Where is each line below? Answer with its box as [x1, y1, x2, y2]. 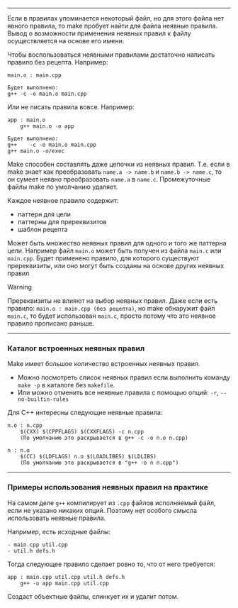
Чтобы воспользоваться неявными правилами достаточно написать [7, 50, 215, 59]
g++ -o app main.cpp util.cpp [20, 580, 110, 587]
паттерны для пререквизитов [17, 218, 107, 226]
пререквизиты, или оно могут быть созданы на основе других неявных [7, 262, 225, 270]
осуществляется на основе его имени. [7, 37, 125, 45]
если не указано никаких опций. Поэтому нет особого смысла [7, 506, 197, 514]
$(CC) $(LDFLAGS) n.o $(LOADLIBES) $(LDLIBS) [20, 453, 157, 460]
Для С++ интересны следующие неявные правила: [7, 409, 163, 417]
